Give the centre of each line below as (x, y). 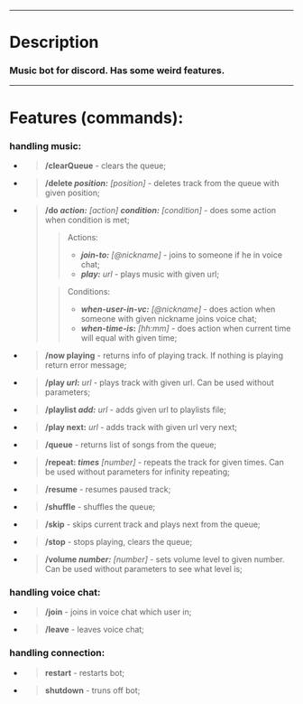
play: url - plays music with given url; (150, 274)
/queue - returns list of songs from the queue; (131, 445)
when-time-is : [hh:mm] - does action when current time (186, 328)
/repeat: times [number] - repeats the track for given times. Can (164, 462)
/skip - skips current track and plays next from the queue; (152, 524)
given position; (73, 192)
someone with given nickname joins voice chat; (169, 318)
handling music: (46, 145)
